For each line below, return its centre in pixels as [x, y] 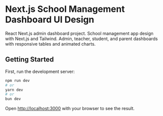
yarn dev [14, 90]
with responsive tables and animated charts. [50, 44]
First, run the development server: [40, 71]
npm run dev [17, 80]
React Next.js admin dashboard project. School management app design [80, 33]
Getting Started [30, 60]
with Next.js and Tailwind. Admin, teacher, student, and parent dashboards [81, 39]
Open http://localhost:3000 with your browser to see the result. [70, 109]
